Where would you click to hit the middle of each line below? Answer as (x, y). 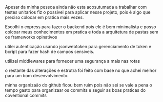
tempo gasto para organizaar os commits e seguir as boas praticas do (75, 90)
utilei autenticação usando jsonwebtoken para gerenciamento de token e (78, 46)
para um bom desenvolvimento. (37, 76)
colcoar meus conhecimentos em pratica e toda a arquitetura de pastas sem (82, 32)
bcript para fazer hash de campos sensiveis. (50, 51)
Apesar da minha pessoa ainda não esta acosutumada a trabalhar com (76, 7)
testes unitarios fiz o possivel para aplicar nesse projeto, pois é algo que (78, 12)
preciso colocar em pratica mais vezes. (44, 17)
